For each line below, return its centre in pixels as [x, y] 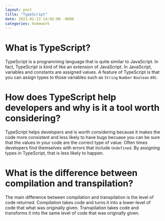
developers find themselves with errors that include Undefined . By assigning [82, 148]
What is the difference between [71, 173]
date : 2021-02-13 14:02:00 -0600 [40, 19]
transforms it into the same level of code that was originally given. [72, 213]
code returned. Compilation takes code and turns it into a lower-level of [78, 203]
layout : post [19, 10]
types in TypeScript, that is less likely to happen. [55, 153]
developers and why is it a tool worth [82, 108]
